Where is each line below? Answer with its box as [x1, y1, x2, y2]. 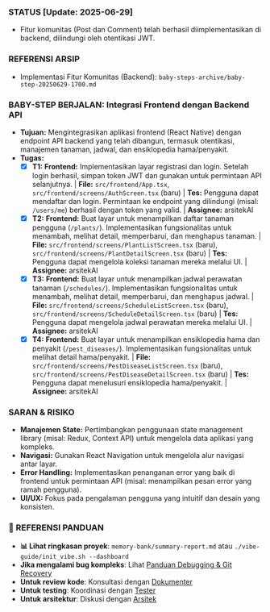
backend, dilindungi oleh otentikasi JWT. [19, 33, 156, 43]
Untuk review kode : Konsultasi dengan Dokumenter [19, 577, 193, 586]
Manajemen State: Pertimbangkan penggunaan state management [19, 425, 243, 435]
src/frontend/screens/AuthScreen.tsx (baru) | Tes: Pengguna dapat [31, 188, 260, 198]
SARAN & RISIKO [8, 406, 75, 418]
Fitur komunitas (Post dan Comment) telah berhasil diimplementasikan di [19, 25, 262, 35]
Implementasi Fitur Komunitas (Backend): [19, 72, 157, 81]
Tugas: [19, 152, 44, 163]
